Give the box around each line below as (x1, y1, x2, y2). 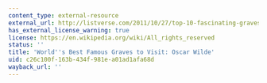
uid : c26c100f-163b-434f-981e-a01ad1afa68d (8, 56, 155, 64)
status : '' (8, 41, 44, 49)
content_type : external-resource (8, 11, 119, 20)
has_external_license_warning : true (8, 26, 130, 34)
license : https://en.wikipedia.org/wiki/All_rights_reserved (8, 33, 215, 42)
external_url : (8, 19, 56, 27)
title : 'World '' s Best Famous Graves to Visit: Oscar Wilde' (8, 48, 215, 56)
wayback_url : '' (8, 63, 62, 71)
